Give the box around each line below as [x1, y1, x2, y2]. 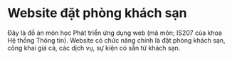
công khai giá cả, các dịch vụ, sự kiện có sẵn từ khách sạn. [7, 43, 181, 52]
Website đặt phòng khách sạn [7, 5, 187, 21]
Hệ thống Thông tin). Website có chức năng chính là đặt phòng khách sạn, [7, 36, 226, 44]
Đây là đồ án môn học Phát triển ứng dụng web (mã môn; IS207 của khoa [7, 28, 223, 37]
